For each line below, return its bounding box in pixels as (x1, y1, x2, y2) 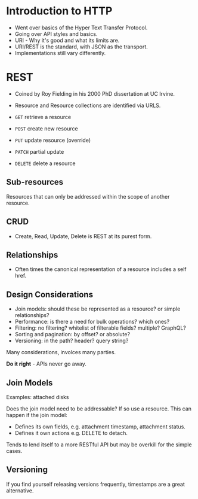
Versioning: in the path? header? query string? (14, 337, 129, 345)
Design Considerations (6, 289, 94, 300)
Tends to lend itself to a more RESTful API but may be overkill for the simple (6, 441, 192, 448)
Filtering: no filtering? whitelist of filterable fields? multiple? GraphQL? (14, 324, 187, 331)
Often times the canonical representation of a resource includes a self (14, 266, 187, 273)
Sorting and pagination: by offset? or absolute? (14, 331, 130, 338)
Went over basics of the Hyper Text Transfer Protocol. (14, 24, 148, 31)
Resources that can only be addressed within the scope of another (6, 193, 170, 200)
